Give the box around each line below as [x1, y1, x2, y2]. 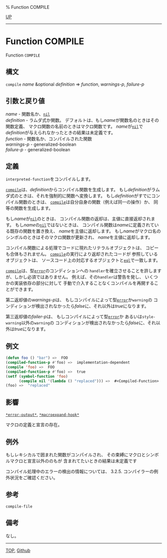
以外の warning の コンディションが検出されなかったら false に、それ [21, 320, 157, 326]
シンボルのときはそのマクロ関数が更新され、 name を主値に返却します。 [5, 234, 153, 240]
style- [142, 315, 156, 320]
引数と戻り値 [5, 97, 45, 106]
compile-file [5, 504, 33, 509]
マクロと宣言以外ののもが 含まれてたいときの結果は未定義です [9, 458, 137, 464]
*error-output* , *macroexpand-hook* [5, 411, 80, 418]
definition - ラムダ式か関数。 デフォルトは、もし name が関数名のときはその [5, 117, 159, 123]
